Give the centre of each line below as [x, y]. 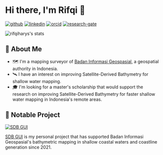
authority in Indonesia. [35, 69]
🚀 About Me [24, 49]
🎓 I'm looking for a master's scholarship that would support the [78, 87]
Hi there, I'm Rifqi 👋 [45, 10]
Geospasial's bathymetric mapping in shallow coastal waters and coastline [81, 142]
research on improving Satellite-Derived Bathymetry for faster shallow [83, 94]
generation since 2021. [28, 147]
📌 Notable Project [33, 115]
